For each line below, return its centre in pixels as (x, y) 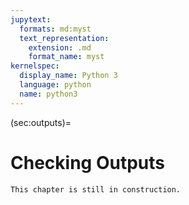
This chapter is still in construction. (96, 189)
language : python (55, 85)
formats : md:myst (55, 29)
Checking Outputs (87, 162)
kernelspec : (35, 66)
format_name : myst (66, 57)
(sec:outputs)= (41, 122)
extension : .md (60, 47)
